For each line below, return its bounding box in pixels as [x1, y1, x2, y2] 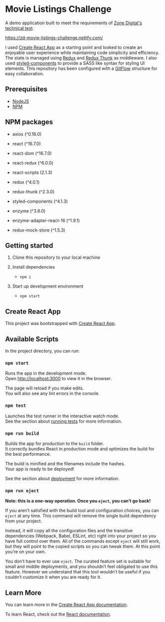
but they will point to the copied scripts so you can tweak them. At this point [5, 544, 160, 550]
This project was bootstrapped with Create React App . [5, 321, 116, 327]
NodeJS [12, 98, 29, 104]
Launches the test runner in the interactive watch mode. [5, 413, 120, 419]
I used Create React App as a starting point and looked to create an [5, 44, 143, 50]
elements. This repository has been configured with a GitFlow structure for [5, 65, 158, 71]
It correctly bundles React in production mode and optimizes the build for [5, 446, 155, 452]
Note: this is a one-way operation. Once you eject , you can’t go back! [5, 498, 151, 504]
